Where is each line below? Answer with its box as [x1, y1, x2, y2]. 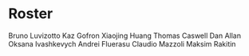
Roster [8, 5, 53, 23]
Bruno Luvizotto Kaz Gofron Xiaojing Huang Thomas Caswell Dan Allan [8, 31, 242, 40]
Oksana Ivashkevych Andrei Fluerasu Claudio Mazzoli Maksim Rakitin [8, 39, 236, 48]
